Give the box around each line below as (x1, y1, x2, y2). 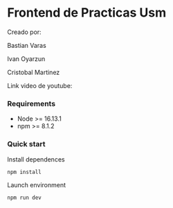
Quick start (7, 139, 46, 149)
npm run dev (7, 194, 42, 201)
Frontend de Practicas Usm (7, 5, 167, 21)
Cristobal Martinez (7, 68, 60, 76)
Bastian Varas (7, 41, 46, 49)
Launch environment (7, 180, 66, 189)
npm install (7, 168, 42, 175)
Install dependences (7, 155, 65, 164)
